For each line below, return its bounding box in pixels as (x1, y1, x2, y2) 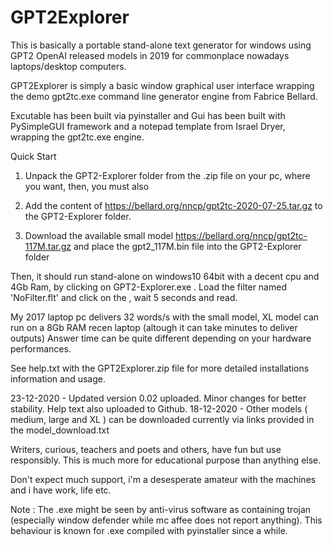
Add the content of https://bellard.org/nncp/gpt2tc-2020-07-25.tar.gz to (24, 199, 323, 211)
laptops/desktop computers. (10, 60, 127, 72)
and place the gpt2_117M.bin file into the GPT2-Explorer (73, 240, 302, 252)
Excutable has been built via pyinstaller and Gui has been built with (10, 109, 286, 121)
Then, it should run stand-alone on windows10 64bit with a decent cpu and (10, 270, 320, 282)
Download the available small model (24, 229, 174, 241)
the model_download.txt (10, 424, 110, 436)
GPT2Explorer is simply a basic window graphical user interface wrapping (10, 79, 315, 91)
